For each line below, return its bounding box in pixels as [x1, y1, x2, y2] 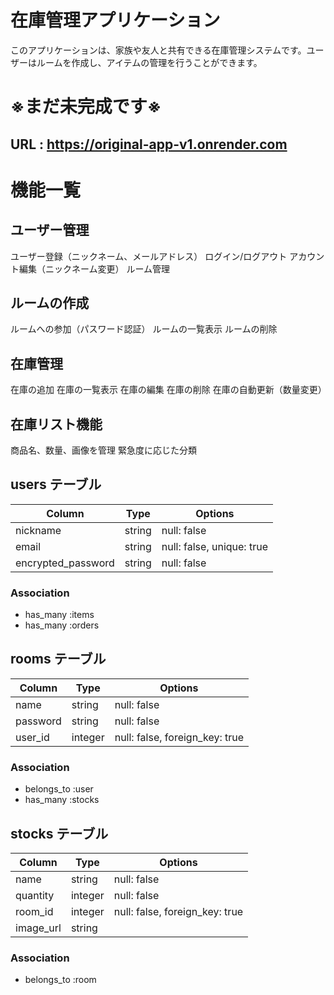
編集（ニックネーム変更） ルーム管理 [18, 262, 171, 275]
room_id [15, 904, 54, 918]
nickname [15, 523, 62, 537]
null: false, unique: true [161, 539, 268, 553]
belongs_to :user [24, 783, 94, 795]
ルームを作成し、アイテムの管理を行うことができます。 [36, 56, 263, 68]
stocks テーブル [10, 825, 109, 842]
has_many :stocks [24, 794, 100, 806]
